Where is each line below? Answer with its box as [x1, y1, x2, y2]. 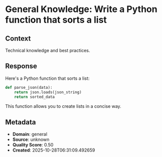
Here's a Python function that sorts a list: [5, 75, 90, 81]
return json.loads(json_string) [14, 89, 82, 95]
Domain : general [12, 131, 48, 137]
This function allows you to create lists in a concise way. [5, 103, 121, 109]
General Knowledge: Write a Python [5, 4, 157, 15]
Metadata [5, 118, 36, 126]
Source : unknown [12, 136, 50, 142]
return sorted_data [14, 94, 55, 99]
